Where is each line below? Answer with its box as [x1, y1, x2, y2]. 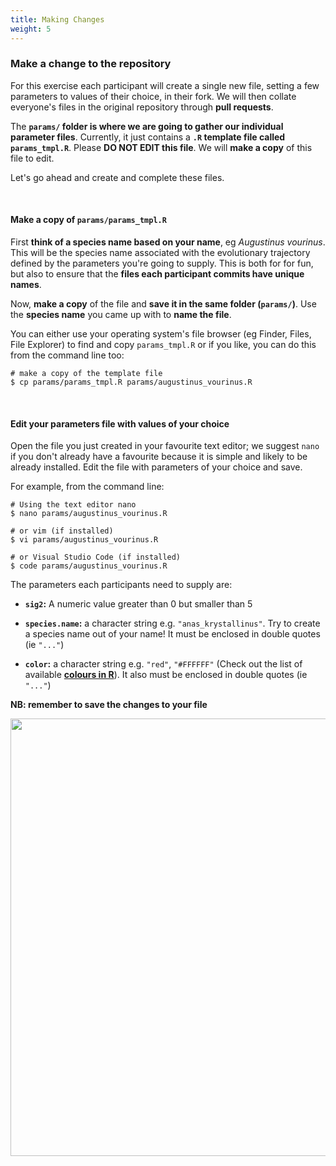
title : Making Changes [10, 14, 105, 25]
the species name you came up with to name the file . [10, 309, 232, 320]
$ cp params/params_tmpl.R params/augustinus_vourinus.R [10, 377, 253, 387]
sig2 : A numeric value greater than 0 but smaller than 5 [24, 598, 253, 610]
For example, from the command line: [10, 481, 165, 493]
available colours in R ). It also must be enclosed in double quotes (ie [24, 669, 308, 681]
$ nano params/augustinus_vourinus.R [10, 509, 168, 519]
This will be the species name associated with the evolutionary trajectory [10, 247, 311, 258]
